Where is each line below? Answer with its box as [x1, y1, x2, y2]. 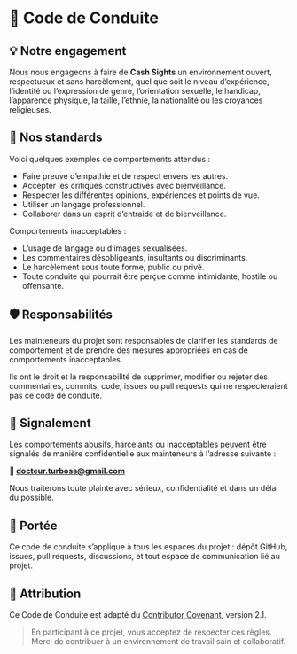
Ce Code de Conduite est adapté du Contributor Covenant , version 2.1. [9, 610, 267, 620]
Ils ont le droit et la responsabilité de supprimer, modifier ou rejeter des [9, 371, 269, 382]
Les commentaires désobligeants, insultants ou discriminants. [21, 252, 248, 262]
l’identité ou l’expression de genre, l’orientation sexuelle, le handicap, [9, 86, 262, 96]
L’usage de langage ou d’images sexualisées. [21, 243, 188, 253]
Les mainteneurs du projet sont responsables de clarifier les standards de [9, 335, 278, 346]
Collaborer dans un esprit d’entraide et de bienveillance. [21, 208, 227, 219]
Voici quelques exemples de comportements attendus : [9, 153, 211, 164]
